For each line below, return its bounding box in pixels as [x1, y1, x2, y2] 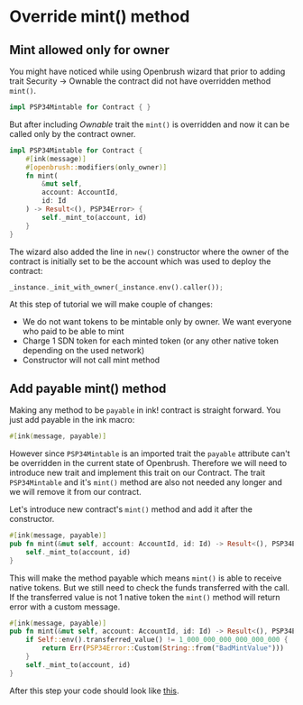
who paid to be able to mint [22, 326, 124, 337]
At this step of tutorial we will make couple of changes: [9, 299, 214, 310]
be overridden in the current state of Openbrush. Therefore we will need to [9, 458, 287, 469]
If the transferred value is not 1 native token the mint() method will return [9, 591, 281, 602]
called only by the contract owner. [9, 128, 136, 139]
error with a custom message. [9, 601, 121, 612]
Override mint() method [9, 6, 190, 27]
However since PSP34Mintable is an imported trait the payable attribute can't [9, 448, 290, 459]
